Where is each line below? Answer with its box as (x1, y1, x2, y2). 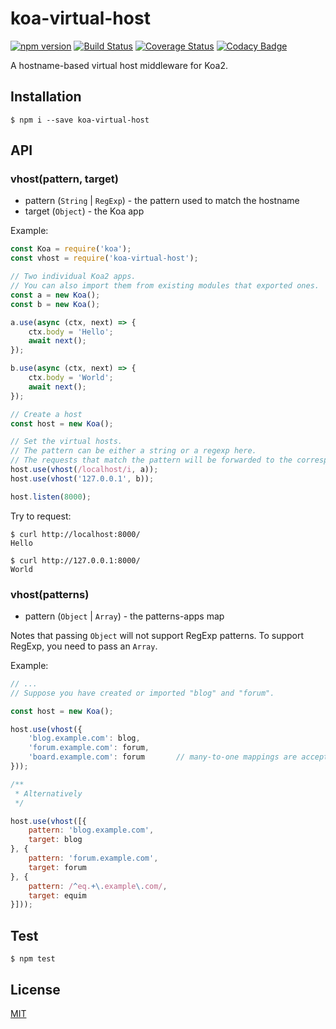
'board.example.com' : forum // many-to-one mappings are (28, 752, 298, 762)
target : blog (28, 835, 83, 845)
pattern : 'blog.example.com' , (28, 825, 155, 836)
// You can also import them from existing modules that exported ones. (10, 281, 320, 291)
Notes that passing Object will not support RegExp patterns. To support (10, 629, 305, 641)
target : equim (28, 890, 87, 901)
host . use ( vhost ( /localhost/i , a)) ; (10, 465, 159, 475)
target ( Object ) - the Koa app (24, 205, 145, 217)
